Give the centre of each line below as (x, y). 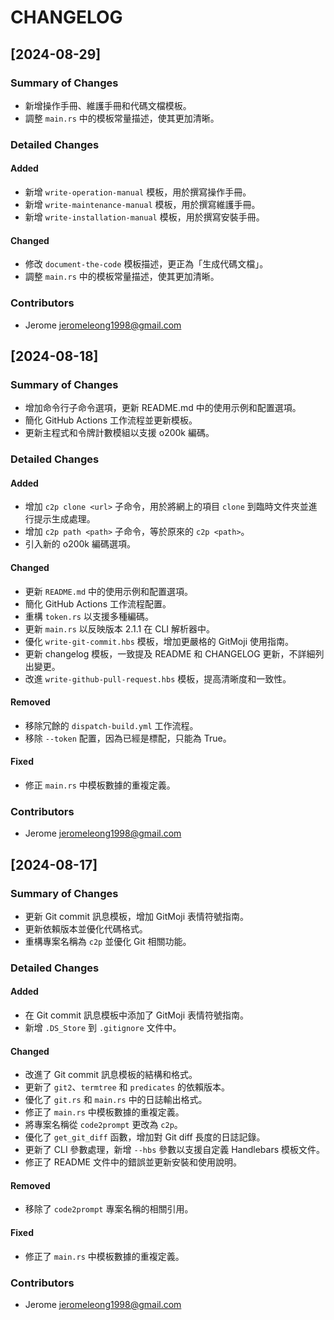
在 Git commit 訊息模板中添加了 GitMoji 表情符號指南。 (137, 1015)
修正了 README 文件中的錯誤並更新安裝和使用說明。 (133, 1162)
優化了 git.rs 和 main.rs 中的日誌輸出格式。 (116, 1100)
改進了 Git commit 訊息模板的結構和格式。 (111, 1075)
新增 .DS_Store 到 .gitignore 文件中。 (103, 1028)
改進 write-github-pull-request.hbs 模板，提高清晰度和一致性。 (158, 678)
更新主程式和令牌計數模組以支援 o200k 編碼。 (119, 433)
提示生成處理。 (64, 519)
